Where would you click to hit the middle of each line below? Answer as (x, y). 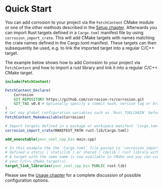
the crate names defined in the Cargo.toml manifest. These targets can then (81, 43)
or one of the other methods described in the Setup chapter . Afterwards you (81, 27)
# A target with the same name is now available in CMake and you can (78, 157)
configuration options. (27, 180)
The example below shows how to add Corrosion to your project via (73, 62)
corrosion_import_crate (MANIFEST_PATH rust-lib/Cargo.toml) (67, 130)
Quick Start (28, 9)
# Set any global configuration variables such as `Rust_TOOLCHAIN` (76, 113)
